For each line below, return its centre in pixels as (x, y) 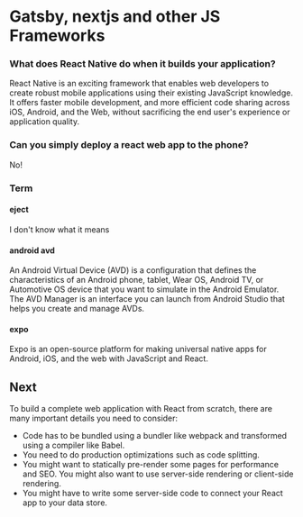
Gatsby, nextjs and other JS (115, 17)
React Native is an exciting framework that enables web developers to (139, 84)
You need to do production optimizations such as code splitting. (141, 455)
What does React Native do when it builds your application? (143, 64)
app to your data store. (65, 503)
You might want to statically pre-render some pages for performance (151, 465)
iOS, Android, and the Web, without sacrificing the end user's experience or (150, 112)
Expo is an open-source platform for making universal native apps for (138, 349)
